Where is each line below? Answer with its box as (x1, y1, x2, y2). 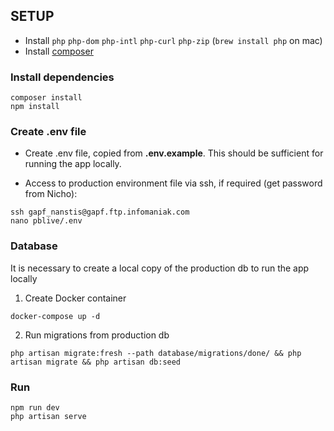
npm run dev (10, 403, 60, 413)
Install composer (24, 45, 94, 57)
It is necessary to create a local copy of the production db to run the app (10, 262, 310, 274)
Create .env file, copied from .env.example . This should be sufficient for (24, 147, 324, 159)
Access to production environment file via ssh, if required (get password (24, 177, 323, 189)
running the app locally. (24, 158, 122, 170)
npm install (10, 102, 60, 112)
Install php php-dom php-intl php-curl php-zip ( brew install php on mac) (24, 34, 323, 46)
